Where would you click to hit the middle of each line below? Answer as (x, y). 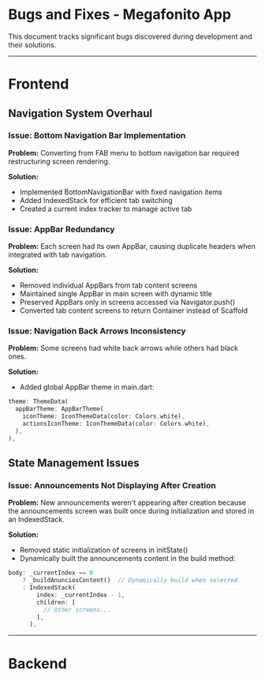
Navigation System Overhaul (80, 113)
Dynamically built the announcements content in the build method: (127, 559)
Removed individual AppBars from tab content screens (108, 285)
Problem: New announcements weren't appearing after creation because (127, 502)
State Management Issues (74, 463)
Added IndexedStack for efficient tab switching (96, 200)
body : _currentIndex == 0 (50, 573)
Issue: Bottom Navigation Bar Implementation (97, 136)
